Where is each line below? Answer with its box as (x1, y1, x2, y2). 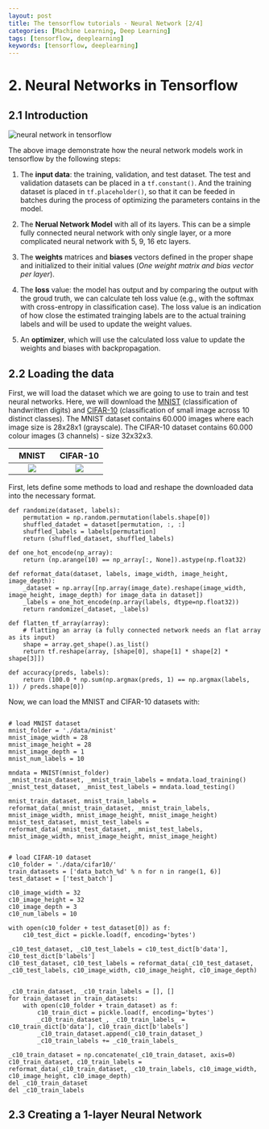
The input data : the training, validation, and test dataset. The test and (19, 170, 251, 180)
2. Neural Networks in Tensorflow (8, 77, 238, 95)
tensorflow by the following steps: (8, 154, 122, 164)
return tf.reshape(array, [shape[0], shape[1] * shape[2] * (23, 647, 229, 655)
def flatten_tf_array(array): (8, 619, 110, 627)
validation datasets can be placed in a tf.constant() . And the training (19, 178, 252, 188)
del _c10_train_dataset (8, 1079, 89, 1087)
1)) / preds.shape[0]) (8, 683, 85, 691)
